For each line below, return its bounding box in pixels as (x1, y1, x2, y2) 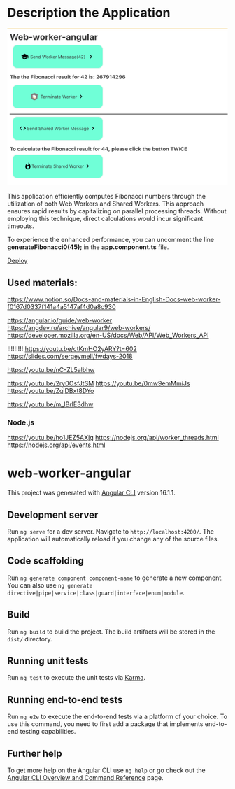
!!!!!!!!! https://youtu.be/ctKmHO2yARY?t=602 (7, 344, 138, 353)
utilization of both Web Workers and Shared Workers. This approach (7, 199, 204, 208)
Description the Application (7, 5, 171, 21)
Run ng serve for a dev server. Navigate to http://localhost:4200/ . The (7, 527, 215, 536)
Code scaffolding (7, 555, 84, 567)
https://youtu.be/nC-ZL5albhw (7, 365, 95, 374)
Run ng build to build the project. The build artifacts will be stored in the (7, 627, 215, 636)
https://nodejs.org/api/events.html (7, 441, 106, 449)
